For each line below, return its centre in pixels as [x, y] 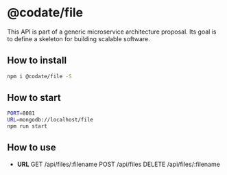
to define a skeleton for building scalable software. [79, 38]
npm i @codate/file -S [39, 76]
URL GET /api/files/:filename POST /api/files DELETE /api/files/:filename [119, 164]
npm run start [27, 126]
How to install [37, 61]
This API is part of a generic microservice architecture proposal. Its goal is [112, 32]
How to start [34, 98]
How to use [32, 148]
